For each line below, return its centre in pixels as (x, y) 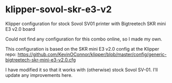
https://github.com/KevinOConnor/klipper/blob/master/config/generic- (92, 54)
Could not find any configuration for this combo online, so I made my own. (84, 39)
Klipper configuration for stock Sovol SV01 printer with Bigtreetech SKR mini (85, 24)
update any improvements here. (39, 75)
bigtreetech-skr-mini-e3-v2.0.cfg (41, 59)
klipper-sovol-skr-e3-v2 (59, 9)
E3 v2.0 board (20, 29)
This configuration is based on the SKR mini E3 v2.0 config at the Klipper (82, 49)
